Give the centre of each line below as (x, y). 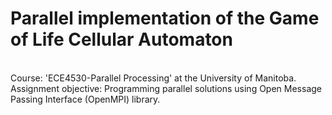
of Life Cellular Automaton (121, 39)
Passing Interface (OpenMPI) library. (85, 99)
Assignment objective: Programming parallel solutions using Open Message (166, 88)
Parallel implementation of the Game (165, 18)
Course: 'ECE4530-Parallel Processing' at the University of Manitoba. (153, 78)
